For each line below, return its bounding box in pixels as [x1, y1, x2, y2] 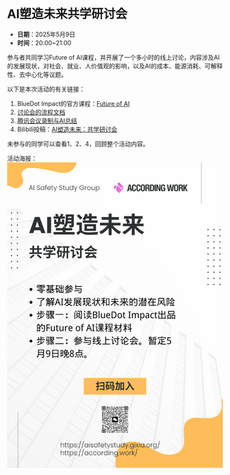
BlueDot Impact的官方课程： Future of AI [16, 99, 130, 107]
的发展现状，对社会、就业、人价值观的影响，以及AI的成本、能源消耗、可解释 [7, 62, 223, 70]
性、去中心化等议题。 [7, 70, 67, 79]
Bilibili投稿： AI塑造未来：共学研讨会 [16, 125, 118, 133]
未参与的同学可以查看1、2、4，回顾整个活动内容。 [7, 140, 149, 148]
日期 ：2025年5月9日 [16, 30, 75, 38]
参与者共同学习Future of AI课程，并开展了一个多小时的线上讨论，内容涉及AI [7, 53, 220, 62]
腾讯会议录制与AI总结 [16, 116, 77, 125]
